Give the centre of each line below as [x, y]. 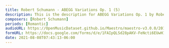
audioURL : [16, 28]
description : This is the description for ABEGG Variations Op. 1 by [80, 14]
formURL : [14, 33]
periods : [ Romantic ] [27, 24]
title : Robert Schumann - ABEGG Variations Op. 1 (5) [63, 10]
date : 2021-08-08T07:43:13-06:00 [40, 38]
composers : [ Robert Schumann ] [37, 19]
